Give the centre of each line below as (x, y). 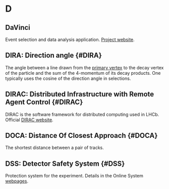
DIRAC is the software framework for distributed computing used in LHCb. (82, 114)
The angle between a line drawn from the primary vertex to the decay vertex (84, 67)
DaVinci (18, 28)
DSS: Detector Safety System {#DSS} (65, 163)
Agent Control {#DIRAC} (44, 102)
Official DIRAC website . (30, 120)
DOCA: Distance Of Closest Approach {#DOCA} (81, 136)
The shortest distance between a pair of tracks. (55, 148)
